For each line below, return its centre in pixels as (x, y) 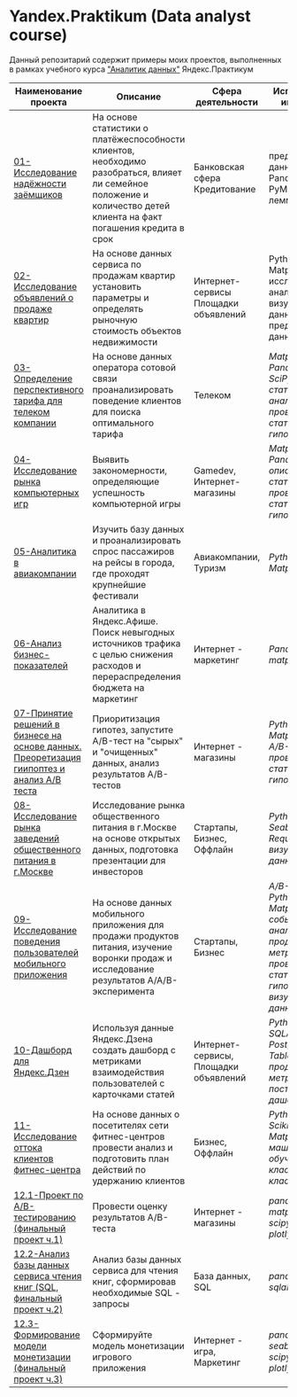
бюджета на (118, 687)
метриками (117, 1061)
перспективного (49, 389)
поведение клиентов (137, 401)
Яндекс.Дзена (122, 1039)
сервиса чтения (48, 1276)
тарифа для (38, 401)
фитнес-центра (47, 1169)
